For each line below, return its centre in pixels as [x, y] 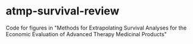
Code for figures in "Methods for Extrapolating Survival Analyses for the [96, 28]
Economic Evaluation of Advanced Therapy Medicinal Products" [86, 34]
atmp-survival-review [63, 11]
